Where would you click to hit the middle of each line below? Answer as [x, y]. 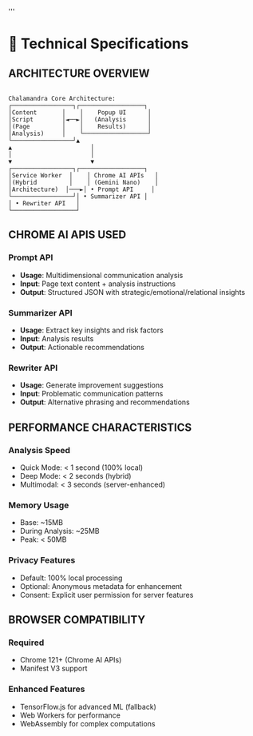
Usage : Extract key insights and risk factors [91, 330]
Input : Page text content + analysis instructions [98, 284]
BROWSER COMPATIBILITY [77, 620]
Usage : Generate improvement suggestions [91, 385]
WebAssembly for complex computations [87, 723]
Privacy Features [42, 560]
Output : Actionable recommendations [82, 347]
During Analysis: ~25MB [59, 531]
